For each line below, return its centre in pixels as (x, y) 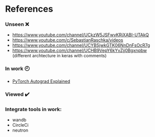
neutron (20, 130)
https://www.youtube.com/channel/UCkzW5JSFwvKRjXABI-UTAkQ (80, 35)
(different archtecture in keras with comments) (59, 56)
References (29, 9)
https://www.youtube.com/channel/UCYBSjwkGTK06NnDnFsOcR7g (81, 46)
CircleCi (20, 125)
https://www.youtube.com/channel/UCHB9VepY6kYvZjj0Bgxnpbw (79, 50)
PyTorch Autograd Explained (41, 81)
